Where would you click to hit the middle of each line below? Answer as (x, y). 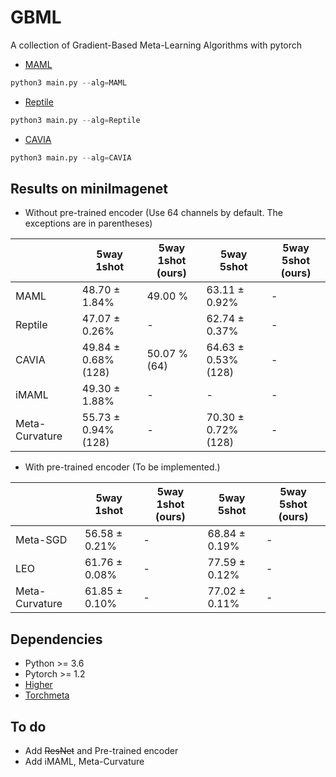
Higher (38, 685)
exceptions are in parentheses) (88, 223)
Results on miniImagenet (89, 188)
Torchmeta (47, 695)
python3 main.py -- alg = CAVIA (71, 157)
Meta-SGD (41, 540)
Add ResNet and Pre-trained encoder (101, 750)
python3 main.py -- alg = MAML (69, 82)
